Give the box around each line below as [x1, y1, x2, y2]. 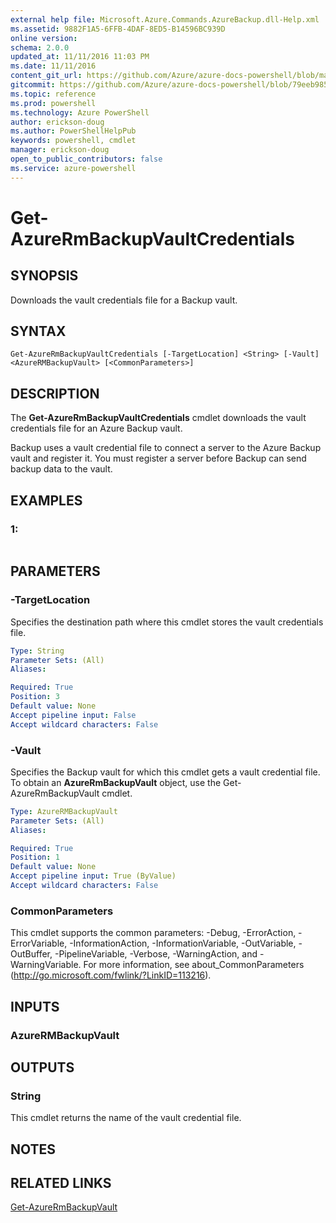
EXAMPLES [10, 492, 83, 509]
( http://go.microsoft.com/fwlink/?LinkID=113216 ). [10, 969, 212, 981]
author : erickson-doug [10, 117, 105, 127]
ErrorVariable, [10, 937, 68, 950]
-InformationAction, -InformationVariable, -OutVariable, [69, 937, 297, 950]
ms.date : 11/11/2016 [10, 61, 97, 71]
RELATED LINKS [10, 1175, 112, 1191]
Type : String [10, 646, 65, 656]
